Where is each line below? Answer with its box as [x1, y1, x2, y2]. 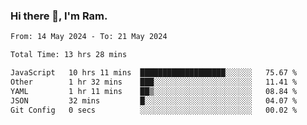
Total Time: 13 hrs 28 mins [10, 50, 128, 60]
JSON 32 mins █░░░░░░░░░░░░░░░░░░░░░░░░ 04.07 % [10, 95, 298, 106]
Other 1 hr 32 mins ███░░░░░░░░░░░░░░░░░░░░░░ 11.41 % [10, 77, 298, 87]
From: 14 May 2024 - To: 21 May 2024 [10, 32, 168, 42]
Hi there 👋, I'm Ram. [10, 9, 108, 23]
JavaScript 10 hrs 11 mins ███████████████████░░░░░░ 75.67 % [10, 68, 298, 78]
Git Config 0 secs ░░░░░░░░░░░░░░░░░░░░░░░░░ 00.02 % [10, 105, 298, 115]
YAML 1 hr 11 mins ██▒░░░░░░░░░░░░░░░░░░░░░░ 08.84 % [10, 86, 298, 96]
